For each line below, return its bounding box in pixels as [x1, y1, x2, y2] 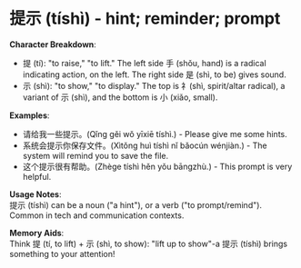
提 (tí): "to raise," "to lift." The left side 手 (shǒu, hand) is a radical [22, 57, 266, 68]
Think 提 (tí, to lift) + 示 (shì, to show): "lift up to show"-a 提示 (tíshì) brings [9, 238, 288, 249]
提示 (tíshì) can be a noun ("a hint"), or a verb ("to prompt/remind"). [9, 199, 262, 210]
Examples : [9, 110, 50, 121]
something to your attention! [9, 248, 115, 259]
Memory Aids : [9, 227, 65, 238]
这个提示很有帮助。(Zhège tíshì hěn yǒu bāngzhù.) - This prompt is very [22, 161, 293, 172]
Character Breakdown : [9, 38, 97, 50]
